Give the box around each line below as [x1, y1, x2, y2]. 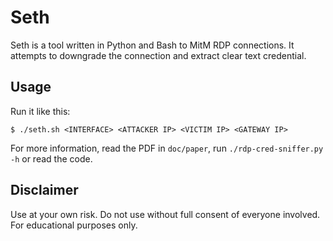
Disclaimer [10, 182, 79, 199]
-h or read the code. [10, 152, 93, 165]
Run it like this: [10, 105, 71, 117]
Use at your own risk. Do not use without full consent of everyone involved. [10, 208, 321, 220]
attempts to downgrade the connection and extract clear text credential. [10, 49, 307, 61]
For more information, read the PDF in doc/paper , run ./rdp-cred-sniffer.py [10, 142, 324, 154]
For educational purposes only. [10, 219, 138, 231]
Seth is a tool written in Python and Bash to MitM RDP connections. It [10, 39, 295, 51]
